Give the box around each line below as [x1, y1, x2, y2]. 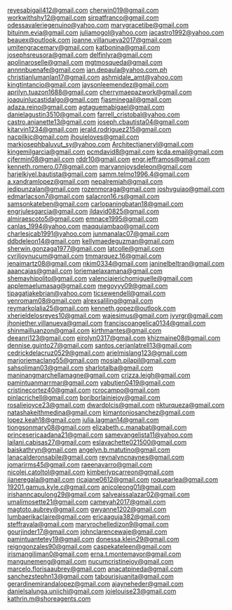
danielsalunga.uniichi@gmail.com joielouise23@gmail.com [7, 587, 177, 595]
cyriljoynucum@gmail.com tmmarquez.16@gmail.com [7, 252, 162, 260]
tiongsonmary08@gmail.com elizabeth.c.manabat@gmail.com [7, 423, 187, 431]
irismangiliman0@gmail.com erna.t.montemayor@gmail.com [7, 550, 182, 558]
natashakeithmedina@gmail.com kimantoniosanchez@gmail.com [7, 408, 195, 416]
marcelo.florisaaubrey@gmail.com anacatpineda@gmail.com [7, 564, 184, 573]
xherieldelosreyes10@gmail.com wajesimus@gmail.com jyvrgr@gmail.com [7, 311, 223, 320]
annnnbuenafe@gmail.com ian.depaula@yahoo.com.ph [7, 66, 168, 74]
